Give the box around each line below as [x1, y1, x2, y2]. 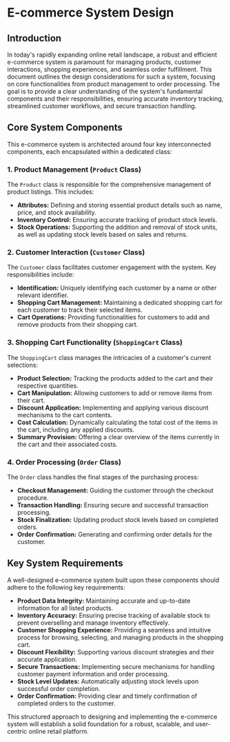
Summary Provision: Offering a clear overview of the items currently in [17, 432, 220, 441]
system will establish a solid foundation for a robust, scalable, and [7, 719, 194, 728]
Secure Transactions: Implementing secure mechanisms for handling [17, 662, 215, 670]
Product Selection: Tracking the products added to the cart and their [17, 374, 213, 382]
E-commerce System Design [7, 5, 174, 21]
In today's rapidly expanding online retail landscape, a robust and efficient [7, 50, 218, 59]
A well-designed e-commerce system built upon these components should [7, 576, 220, 584]
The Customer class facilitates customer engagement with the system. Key [7, 263, 217, 272]
